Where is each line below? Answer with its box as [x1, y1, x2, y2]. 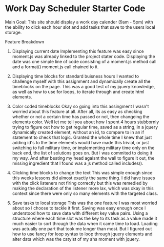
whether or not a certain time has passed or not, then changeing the [12, 114, 150, 119]
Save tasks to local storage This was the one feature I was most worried [12, 200, 157, 206]
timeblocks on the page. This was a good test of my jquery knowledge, [12, 83, 155, 89]
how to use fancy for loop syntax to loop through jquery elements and [12, 231, 153, 237]
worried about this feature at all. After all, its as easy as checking [12, 108, 143, 114]
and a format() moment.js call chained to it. [12, 64, 99, 70]
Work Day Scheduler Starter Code [5, 3, 145, 14]
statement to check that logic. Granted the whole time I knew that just [12, 134, 152, 140]
